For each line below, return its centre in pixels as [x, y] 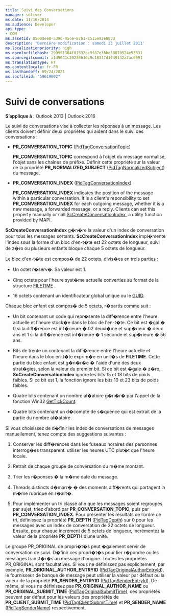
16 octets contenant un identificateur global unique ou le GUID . [79, 295]
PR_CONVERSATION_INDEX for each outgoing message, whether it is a [88, 203]
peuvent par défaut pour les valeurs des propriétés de [62, 597]
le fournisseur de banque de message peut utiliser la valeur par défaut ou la [85, 575]
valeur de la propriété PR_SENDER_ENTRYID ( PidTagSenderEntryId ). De [81, 580]
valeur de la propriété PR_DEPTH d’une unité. [60, 536]
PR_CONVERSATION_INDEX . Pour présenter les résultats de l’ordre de [87, 514]
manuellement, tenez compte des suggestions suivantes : [66, 434]
